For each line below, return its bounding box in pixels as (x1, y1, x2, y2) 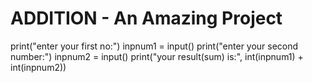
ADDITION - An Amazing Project (10, 7, 283, 30)
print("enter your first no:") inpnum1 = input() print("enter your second (10, 40, 299, 52)
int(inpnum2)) (10, 61, 67, 73)
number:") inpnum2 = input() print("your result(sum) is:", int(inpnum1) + (10, 50, 304, 62)
